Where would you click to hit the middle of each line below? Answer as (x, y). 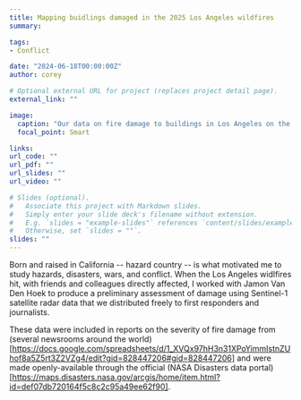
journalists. (30, 312)
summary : (26, 26)
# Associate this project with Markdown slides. (106, 206)
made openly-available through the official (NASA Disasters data (129, 367)
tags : (19, 42)
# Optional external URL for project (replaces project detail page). (144, 91)
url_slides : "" (38, 174)
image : (21, 115)
